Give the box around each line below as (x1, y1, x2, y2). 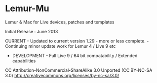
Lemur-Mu (5, 3, 49, 14)
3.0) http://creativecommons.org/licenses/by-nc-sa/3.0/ (5, 72, 119, 78)
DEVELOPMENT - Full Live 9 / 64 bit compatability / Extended (12, 52, 138, 59)
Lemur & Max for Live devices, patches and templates (5, 19, 115, 25)
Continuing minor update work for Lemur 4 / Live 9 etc (5, 43, 116, 49)
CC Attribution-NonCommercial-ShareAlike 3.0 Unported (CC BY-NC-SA (5, 67, 153, 73)
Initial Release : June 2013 (5, 28, 58, 34)
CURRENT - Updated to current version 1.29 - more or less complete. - (5, 38, 149, 44)
